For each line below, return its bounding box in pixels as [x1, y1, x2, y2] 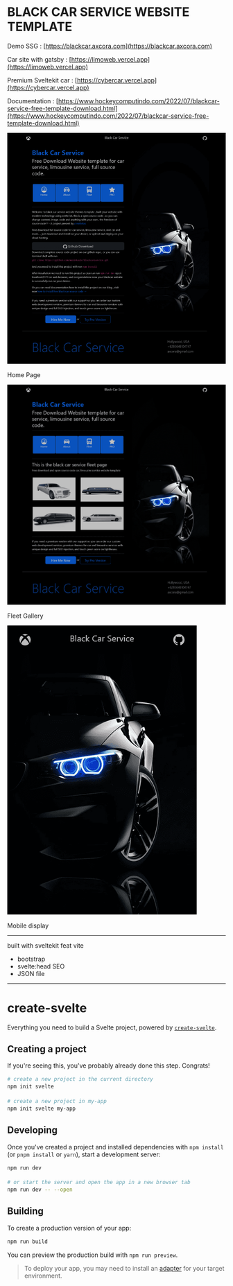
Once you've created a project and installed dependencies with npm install [7, 1142, 224, 1151]
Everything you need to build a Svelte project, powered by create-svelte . [7, 1023, 217, 1032]
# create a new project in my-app [7, 1097, 107, 1104]
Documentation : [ [7, 96, 59, 105]
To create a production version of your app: [7, 1224, 132, 1232]
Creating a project [7, 1043, 87, 1054]
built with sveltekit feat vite [7, 941, 85, 950]
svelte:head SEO [17, 962, 65, 971]
